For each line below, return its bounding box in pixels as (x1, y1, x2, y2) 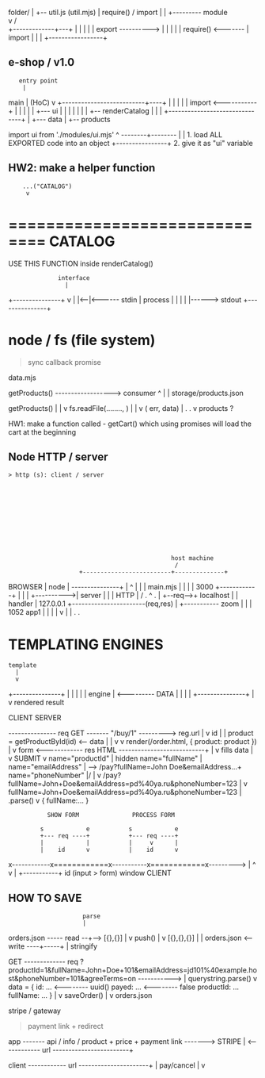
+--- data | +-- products (31, 114, 111, 124)
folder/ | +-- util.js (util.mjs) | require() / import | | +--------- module (8, 8, 228, 17)
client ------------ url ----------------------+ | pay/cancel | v (8, 1061, 206, 1070)
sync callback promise (27, 357, 101, 366)
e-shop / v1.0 (8, 56, 75, 69)
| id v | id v (40, 846, 179, 854)
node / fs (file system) (8, 331, 156, 349)
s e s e (40, 825, 179, 833)
